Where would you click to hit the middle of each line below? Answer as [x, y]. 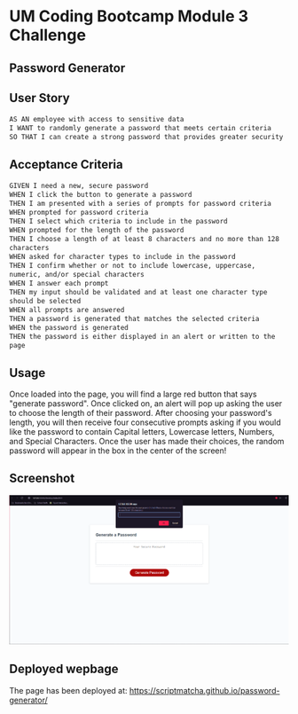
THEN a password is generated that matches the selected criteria [134, 319]
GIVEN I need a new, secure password [79, 186]
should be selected [45, 302]
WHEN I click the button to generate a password [101, 195]
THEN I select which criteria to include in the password [118, 222]
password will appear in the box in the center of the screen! [118, 451]
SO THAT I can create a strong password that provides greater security [146, 137]
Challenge [48, 35]
